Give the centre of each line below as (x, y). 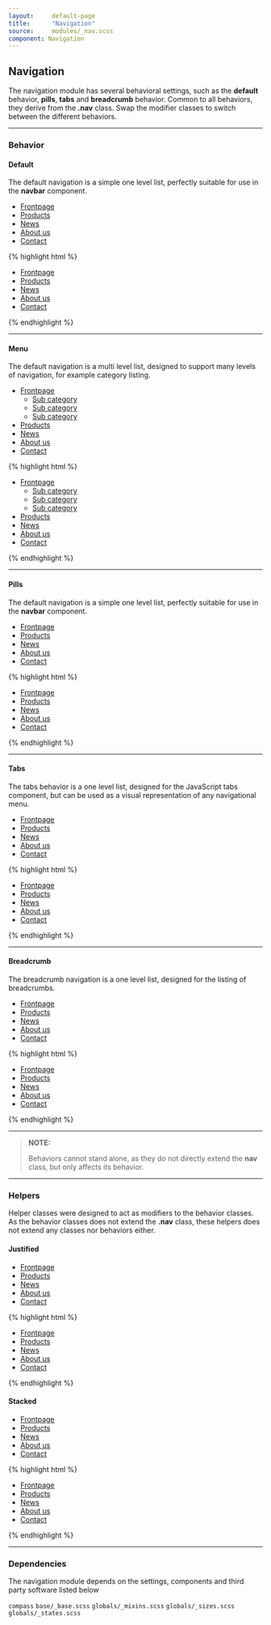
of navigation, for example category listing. (79, 375)
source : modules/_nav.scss (61, 31)
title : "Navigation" (52, 23)
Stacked (23, 1402)
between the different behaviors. (63, 117)
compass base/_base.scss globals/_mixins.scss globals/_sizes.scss (122, 1606)
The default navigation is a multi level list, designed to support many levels (132, 367)
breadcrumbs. (32, 988)
